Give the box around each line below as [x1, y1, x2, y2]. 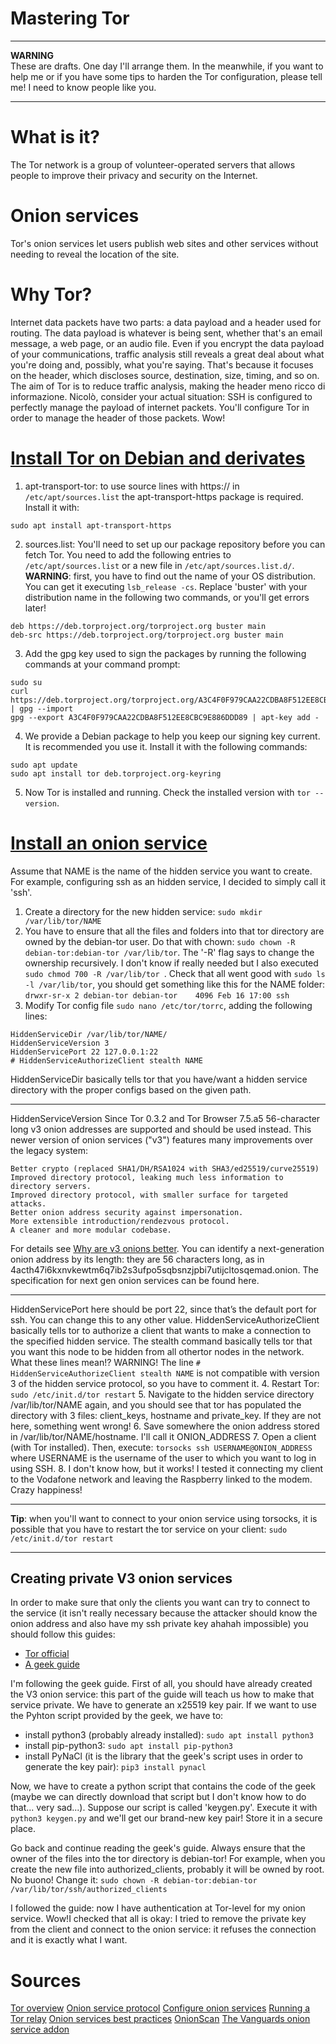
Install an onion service [10, 832, 208, 854]
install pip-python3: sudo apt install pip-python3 [24, 1740, 234, 1752]
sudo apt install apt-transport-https [10, 520, 172, 531]
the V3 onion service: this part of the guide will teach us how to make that [10, 1688, 315, 1701]
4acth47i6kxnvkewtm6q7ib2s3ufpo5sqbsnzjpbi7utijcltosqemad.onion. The [10, 1263, 320, 1276]
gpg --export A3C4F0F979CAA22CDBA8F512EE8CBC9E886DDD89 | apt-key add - [10, 712, 320, 722]
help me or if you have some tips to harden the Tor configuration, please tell [10, 70, 323, 82]
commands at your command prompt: [24, 658, 181, 670]
